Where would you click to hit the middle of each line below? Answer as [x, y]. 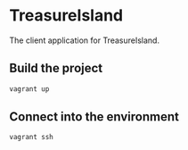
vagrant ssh [31, 137]
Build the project [56, 68]
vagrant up [29, 89]
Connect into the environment [94, 117]
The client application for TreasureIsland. [85, 40]
